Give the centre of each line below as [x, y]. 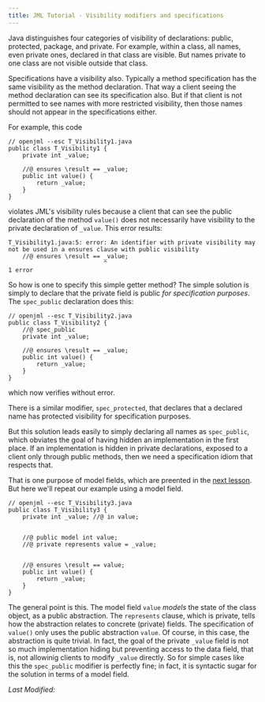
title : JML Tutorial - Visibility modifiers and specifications [116, 15]
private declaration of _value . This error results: [86, 228]
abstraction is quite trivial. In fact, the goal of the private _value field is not [129, 641]
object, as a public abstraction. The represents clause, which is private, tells [132, 615]
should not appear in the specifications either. [83, 112]
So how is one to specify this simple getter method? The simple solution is [129, 284]
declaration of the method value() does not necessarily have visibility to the [132, 219]
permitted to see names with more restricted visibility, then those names [125, 103]
